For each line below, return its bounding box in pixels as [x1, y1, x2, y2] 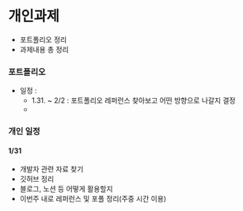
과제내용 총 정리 [19, 44, 69, 54]
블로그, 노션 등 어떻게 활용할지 [19, 184, 113, 194]
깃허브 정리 [19, 175, 55, 184]
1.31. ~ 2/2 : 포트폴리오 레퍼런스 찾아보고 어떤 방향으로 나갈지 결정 [31, 96, 236, 105]
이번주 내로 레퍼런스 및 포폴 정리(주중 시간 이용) [19, 194, 167, 204]
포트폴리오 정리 [19, 35, 67, 44]
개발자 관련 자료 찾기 [19, 164, 84, 174]
